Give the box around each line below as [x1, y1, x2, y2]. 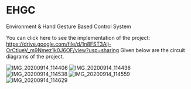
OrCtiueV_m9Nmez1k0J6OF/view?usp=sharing [6, 46, 120, 53]
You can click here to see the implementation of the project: [6, 34, 151, 41]
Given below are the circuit [120, 46, 186, 53]
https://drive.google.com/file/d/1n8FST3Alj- [6, 40, 112, 47]
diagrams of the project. [6, 53, 64, 60]
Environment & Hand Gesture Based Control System [6, 23, 132, 30]
